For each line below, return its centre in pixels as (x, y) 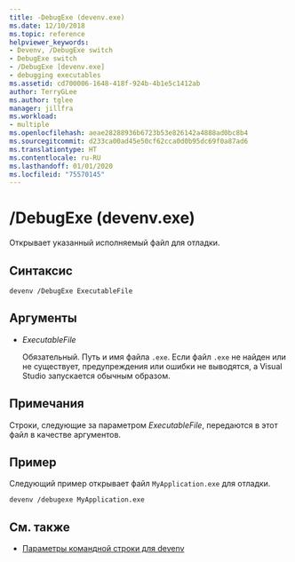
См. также (40, 527)
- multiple (29, 125)
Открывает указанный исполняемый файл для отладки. (115, 243)
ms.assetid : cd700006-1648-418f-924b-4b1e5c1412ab (105, 83)
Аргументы (43, 318)
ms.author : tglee (41, 100)
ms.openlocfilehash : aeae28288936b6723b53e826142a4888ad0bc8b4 (129, 133)
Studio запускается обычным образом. (96, 376)
